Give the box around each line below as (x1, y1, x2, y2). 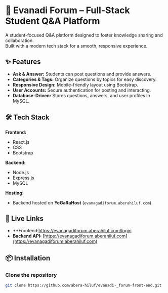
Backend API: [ (12, 233, 45, 239)
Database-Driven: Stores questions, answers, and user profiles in (12, 92, 150, 98)
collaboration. (5, 37, 34, 44)
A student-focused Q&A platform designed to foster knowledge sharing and (5, 32, 163, 38)
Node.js (12, 169, 29, 175)
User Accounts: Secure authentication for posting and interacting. (12, 87, 151, 93)
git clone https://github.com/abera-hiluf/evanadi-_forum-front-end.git (5, 283, 162, 288)
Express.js (12, 175, 34, 181)
